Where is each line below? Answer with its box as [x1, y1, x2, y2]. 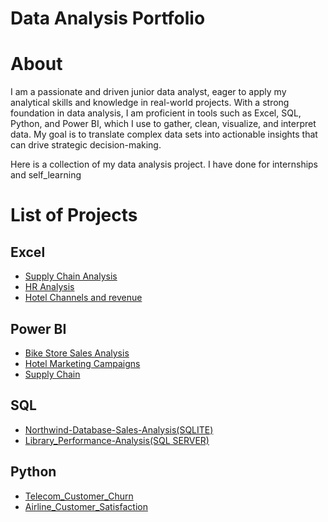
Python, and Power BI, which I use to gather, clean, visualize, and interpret [10, 118, 317, 130]
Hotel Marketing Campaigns [24, 357, 141, 369]
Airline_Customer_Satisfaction [24, 500, 148, 512]
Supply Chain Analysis [24, 270, 118, 282]
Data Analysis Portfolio [10, 7, 206, 30]
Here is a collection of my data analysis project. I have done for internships [10, 158, 319, 171]
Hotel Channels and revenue [24, 292, 143, 304]
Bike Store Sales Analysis [24, 347, 130, 359]
